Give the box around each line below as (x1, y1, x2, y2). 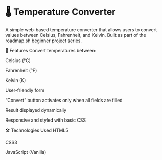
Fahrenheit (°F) (5, 67, 37, 73)
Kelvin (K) (5, 77, 26, 83)
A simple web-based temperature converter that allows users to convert (5, 26, 157, 33)
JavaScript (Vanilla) (5, 149, 47, 155)
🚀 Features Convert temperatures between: (5, 47, 97, 53)
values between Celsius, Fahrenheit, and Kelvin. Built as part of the (5, 32, 147, 38)
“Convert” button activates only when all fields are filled (5, 97, 123, 103)
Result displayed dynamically (5, 107, 66, 113)
